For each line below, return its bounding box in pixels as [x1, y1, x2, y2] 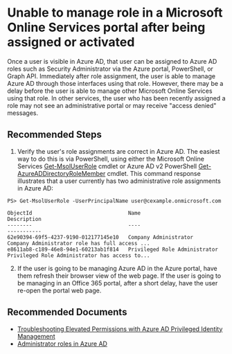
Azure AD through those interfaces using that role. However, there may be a [7, 79, 224, 87]
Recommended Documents [7, 306, 127, 318]
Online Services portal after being [7, 19, 206, 35]
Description [7, 215, 42, 222]
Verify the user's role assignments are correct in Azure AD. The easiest [17, 147, 220, 155]
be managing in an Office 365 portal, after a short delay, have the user [17, 278, 218, 287]
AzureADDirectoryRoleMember [17, 169, 106, 177]
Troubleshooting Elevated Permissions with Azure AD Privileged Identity [17, 324, 223, 333]
